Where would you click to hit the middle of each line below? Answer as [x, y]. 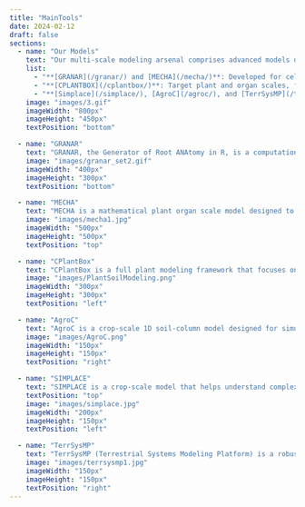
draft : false [34, 35]
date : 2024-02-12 [42, 26]
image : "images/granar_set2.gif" [89, 161]
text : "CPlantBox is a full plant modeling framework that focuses [156, 270]
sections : [28, 43]
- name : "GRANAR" [50, 144]
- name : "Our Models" [59, 52]
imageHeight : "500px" [66, 236]
